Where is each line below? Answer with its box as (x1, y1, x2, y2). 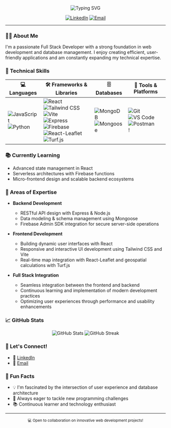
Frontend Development (12, 231, 63, 237)
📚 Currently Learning (5, 151, 60, 158)
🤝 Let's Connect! (5, 343, 47, 350)
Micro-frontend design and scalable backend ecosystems (12, 176, 134, 182)
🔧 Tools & (134, 82, 158, 89)
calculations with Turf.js (20, 262, 70, 269)
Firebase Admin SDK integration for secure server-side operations (20, 221, 159, 227)
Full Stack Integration (12, 272, 60, 278)
